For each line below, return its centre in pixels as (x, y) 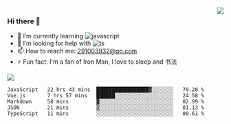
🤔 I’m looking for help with (54, 43)
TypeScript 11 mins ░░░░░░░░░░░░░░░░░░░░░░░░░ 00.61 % (106, 114)
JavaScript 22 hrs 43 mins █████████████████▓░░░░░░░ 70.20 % (106, 90)
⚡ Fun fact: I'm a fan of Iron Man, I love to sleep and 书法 (97, 62)
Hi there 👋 (24, 21)
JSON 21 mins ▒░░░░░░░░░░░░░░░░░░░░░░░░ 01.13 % (106, 108)
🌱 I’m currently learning (50, 36)
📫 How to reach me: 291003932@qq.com (77, 51)
